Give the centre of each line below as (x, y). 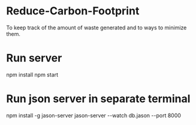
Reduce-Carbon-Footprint (73, 11)
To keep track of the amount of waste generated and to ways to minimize (97, 28)
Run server (34, 58)
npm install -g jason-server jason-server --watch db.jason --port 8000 (94, 115)
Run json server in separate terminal (98, 99)
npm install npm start (32, 74)
